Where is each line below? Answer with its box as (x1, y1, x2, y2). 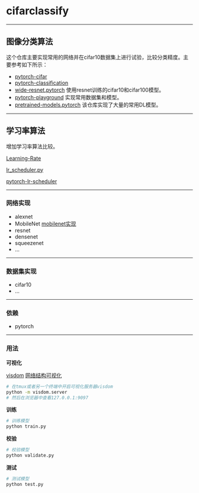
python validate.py (6, 453, 54, 459)
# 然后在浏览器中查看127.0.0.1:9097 (6, 394, 89, 401)
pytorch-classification (14, 79, 69, 86)
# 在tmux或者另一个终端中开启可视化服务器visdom (6, 384, 114, 390)
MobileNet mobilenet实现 (14, 220, 76, 227)
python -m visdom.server (6, 389, 68, 395)
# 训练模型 (6, 418, 30, 424)
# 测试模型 (6, 476, 30, 482)
